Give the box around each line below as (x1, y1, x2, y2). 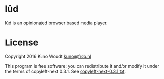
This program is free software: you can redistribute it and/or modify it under (5, 63, 159, 69)
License (5, 37, 39, 48)
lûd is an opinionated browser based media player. (5, 20, 108, 26)
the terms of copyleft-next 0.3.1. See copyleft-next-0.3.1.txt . (5, 68, 126, 74)
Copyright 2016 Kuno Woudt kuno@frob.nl (5, 53, 91, 59)
